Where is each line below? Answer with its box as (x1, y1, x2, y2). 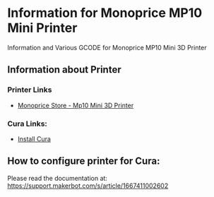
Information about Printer (7, 64, 121, 76)
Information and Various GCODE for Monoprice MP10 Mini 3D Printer (7, 43, 207, 52)
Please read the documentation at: (7, 174, 108, 182)
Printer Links (7, 85, 52, 95)
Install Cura (17, 134, 52, 143)
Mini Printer (7, 20, 78, 36)
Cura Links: (7, 119, 48, 129)
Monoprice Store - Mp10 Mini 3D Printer (17, 101, 134, 109)
